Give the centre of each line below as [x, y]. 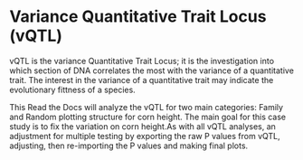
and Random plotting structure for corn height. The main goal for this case [148, 117]
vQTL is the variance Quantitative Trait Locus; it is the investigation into [142, 61]
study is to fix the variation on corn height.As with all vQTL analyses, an [142, 126]
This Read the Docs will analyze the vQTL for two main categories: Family [146, 107]
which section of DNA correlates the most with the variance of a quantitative [151, 71]
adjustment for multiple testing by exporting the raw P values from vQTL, [145, 136]
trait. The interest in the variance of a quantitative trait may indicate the [142, 80]
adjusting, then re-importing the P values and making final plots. [129, 146]
